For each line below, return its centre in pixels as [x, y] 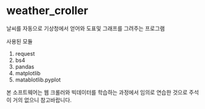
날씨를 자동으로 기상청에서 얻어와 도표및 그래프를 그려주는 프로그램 [86, 28]
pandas [25, 66]
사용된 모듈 [20, 41]
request [25, 53]
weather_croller [47, 11]
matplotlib [28, 73]
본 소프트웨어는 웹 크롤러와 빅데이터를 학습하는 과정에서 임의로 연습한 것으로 [97, 92]
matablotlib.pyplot [38, 80]
